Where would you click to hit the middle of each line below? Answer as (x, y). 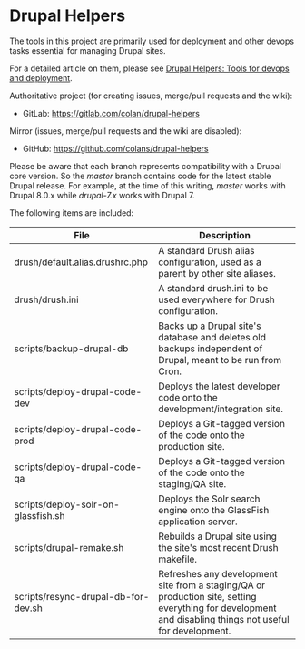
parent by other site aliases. (217, 273)
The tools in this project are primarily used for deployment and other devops (152, 41)
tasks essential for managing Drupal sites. (88, 50)
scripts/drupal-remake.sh (69, 547)
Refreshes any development (218, 573)
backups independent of (211, 349)
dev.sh (29, 608)
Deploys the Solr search (209, 499)
